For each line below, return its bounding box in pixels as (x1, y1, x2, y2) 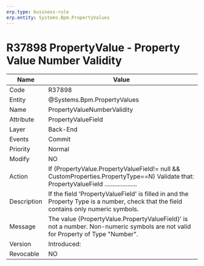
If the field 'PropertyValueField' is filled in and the (48, 189, 189, 198)
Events (9, 135, 29, 143)
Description (9, 197, 42, 206)
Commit (48, 135, 71, 143)
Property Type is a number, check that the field (48, 197, 183, 206)
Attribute (9, 115, 35, 124)
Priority (9, 145, 30, 154)
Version (9, 240, 32, 248)
